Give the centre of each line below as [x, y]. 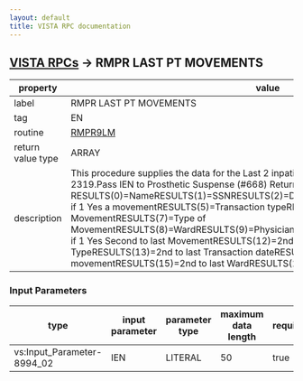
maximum [242, 314]
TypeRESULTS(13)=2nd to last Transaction [162, 252]
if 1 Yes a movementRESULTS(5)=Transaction [168, 207]
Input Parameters [48, 291]
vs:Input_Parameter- [58, 351]
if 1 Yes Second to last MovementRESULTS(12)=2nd [183, 241]
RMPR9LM [93, 133]
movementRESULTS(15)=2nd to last [148, 264]
